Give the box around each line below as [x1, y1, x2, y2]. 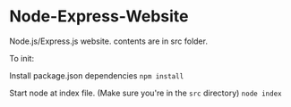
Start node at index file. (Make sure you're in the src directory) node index [9, 87, 282, 98]
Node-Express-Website [9, 6, 189, 27]
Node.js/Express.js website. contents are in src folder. [9, 36, 209, 46]
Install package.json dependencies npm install [9, 70, 184, 81]
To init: [9, 53, 34, 63]
